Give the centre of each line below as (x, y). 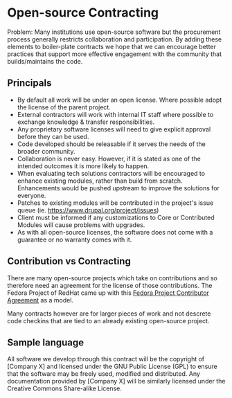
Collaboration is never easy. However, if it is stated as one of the (109, 159)
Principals (29, 83)
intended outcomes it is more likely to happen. (83, 166)
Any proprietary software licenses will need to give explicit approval (114, 129)
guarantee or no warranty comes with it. (74, 239)
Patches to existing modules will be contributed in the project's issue (115, 203)
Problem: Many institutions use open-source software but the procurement (114, 32)
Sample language (46, 342)
